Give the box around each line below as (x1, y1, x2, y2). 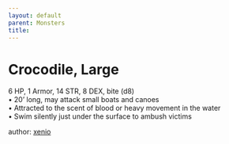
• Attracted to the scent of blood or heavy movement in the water (8, 104, 221, 113)
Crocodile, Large (8, 60, 120, 78)
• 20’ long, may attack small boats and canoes (8, 95, 160, 104)
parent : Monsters (8, 19, 66, 27)
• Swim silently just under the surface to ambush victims (8, 112, 192, 121)
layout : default (8, 11, 62, 20)
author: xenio (8, 127, 51, 137)
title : (8, 26, 30, 34)
